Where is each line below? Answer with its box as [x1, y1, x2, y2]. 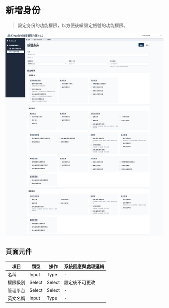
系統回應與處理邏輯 [64, 263, 104, 269]
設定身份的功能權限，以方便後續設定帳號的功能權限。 [17, 22, 128, 28]
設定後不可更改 [64, 279, 96, 286]
